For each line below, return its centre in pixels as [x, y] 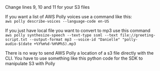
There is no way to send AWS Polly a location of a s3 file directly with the [80, 53]
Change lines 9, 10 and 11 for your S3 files [47, 7]
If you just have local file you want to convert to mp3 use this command [78, 31]
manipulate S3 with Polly [30, 63]
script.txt [16, 39]
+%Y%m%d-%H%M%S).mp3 [55, 44]
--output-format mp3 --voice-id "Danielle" [75, 39]
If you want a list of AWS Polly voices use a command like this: [69, 17]
